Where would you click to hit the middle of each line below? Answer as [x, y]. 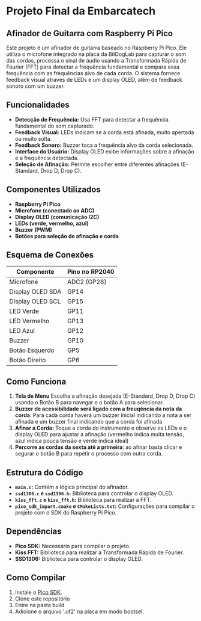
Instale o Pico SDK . [38, 592]
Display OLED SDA [35, 292]
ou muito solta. [33, 138]
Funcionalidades [38, 105]
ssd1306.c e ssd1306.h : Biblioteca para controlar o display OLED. [94, 493]
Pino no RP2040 [91, 272]
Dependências [34, 532]
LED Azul [22, 331]
